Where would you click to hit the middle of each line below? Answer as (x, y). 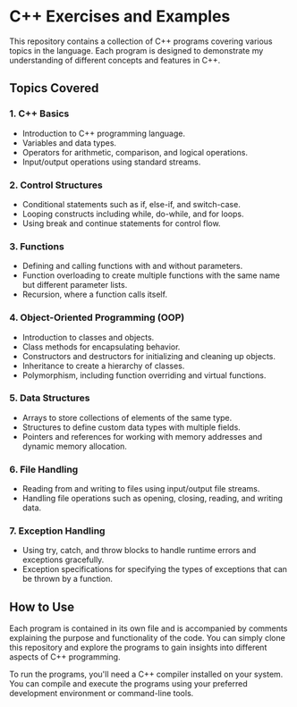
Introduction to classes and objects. (88, 337)
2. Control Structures (56, 185)
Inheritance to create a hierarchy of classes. (103, 366)
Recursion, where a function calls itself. (95, 295)
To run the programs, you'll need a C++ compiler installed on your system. (146, 674)
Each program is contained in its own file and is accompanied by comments (148, 628)
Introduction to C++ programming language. (104, 133)
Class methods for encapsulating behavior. (101, 347)
